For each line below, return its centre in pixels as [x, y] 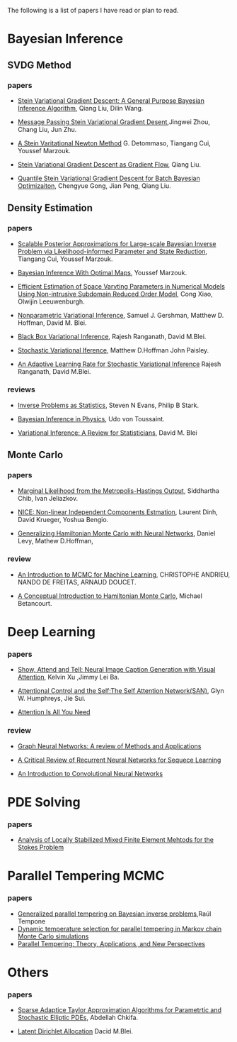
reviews [21, 389]
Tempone [31, 921]
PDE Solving [44, 802]
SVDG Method [40, 65]
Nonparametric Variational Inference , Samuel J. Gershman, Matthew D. [121, 315]
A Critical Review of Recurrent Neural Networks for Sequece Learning [119, 760]
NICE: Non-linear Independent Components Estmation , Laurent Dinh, [117, 512]
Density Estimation [50, 208]
